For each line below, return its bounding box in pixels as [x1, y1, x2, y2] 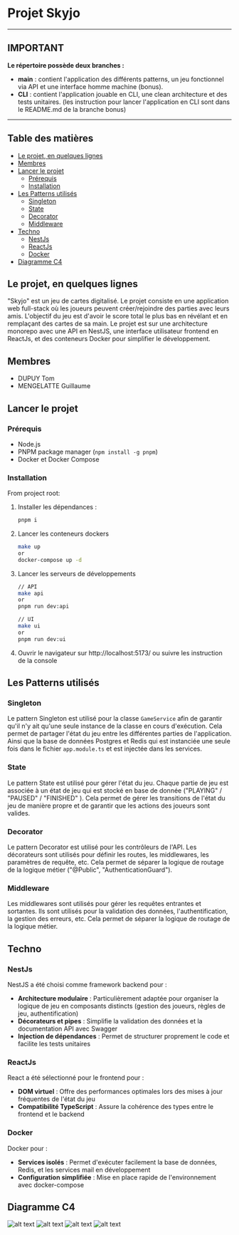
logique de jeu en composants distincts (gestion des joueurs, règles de [17, 1001, 225, 1010]
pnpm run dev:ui [17, 635, 66, 642]
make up [17, 543, 41, 551]
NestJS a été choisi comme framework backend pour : [7, 980, 167, 989]
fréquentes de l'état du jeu [17, 1095, 96, 1103]
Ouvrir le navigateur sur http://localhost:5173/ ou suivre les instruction [17, 648, 223, 657]
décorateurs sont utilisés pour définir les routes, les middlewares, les [7, 850, 210, 859]
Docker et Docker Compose [17, 454, 100, 464]
